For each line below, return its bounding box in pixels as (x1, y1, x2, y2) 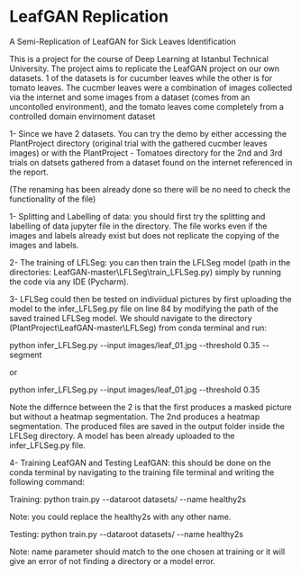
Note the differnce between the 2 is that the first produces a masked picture (9, 401, 292, 412)
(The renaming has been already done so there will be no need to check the (9, 184, 291, 194)
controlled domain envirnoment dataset (9, 111, 156, 121)
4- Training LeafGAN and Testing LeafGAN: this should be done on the (9, 457, 272, 468)
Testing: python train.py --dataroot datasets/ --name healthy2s (9, 528, 243, 539)
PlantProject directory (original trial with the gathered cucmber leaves (9, 138, 268, 148)
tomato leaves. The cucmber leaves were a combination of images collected (9, 82, 293, 93)
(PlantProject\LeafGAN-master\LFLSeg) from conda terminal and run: (9, 322, 268, 333)
